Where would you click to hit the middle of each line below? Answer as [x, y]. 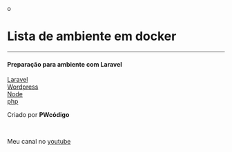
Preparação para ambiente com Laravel [65, 64]
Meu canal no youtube [39, 142]
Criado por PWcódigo [38, 115]
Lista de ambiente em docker [92, 36]
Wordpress [23, 87]
